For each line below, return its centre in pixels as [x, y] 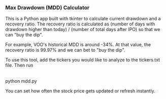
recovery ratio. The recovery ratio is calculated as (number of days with [80, 24]
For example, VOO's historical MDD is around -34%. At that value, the [78, 45]
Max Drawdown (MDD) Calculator [47, 8]
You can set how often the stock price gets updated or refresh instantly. [80, 91]
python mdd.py [21, 81]
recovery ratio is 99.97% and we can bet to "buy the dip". [65, 50]
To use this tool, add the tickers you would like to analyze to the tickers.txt [83, 60]
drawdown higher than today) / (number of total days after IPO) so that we [83, 29]
